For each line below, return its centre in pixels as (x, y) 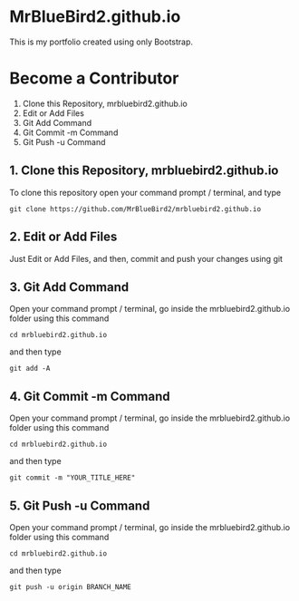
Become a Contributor (94, 78)
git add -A (30, 369)
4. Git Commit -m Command (90, 396)
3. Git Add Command (69, 287)
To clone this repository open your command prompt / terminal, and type (145, 192)
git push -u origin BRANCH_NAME (70, 586)
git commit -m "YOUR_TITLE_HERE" (72, 478)
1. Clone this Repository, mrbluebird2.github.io (144, 171)
